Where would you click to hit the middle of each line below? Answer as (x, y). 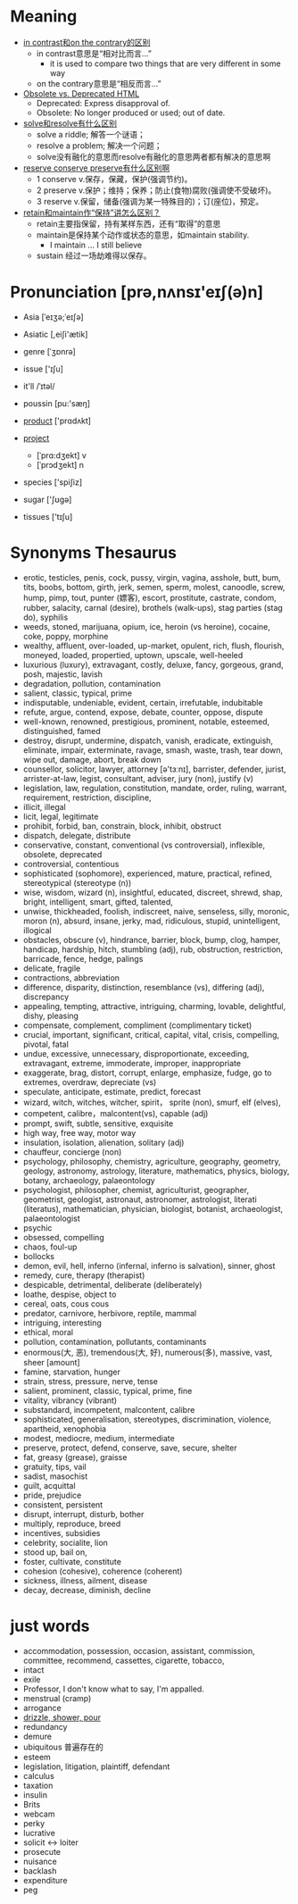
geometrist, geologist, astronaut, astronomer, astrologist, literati (140, 1199)
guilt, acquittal (49, 1485)
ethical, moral (48, 1332)
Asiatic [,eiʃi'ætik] (55, 334)
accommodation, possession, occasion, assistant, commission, (139, 1650)
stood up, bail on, (55, 1552)
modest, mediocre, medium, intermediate (99, 1438)
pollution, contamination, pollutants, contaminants (115, 1341)
